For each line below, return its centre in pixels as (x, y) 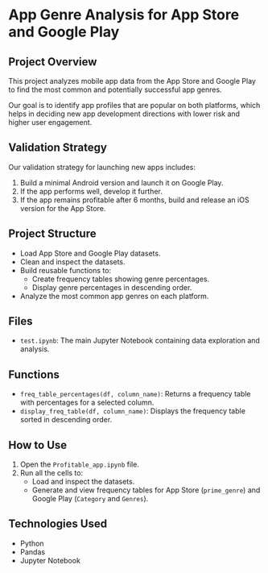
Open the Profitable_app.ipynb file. (79, 464)
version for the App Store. (63, 208)
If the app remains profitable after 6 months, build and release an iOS (134, 200)
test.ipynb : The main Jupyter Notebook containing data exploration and (140, 341)
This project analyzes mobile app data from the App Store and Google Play (132, 81)
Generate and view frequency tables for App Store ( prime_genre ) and (146, 490)
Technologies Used (58, 524)
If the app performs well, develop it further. (91, 191)
